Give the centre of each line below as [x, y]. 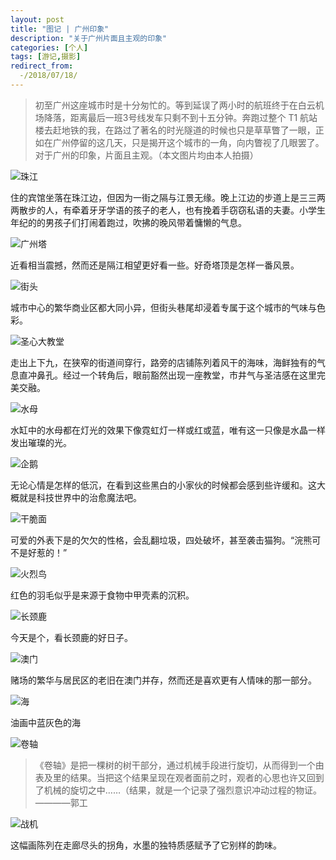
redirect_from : [42, 66]
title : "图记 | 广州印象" [60, 29]
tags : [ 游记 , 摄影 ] [46, 57]
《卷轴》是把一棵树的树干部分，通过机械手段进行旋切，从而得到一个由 [179, 765]
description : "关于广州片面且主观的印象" [89, 38]
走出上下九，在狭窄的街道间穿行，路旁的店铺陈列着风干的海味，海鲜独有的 [163, 362]
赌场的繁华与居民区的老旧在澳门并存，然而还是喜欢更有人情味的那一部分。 [163, 680]
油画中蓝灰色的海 [45, 722]
